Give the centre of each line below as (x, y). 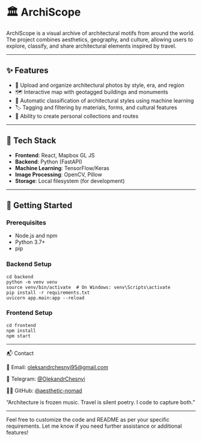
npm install (21, 331)
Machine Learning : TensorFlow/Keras (62, 168)
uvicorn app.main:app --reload (45, 298)
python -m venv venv (32, 282)
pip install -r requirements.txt (48, 293)
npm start (19, 336)
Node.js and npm (36, 236)
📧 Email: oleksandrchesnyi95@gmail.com (57, 367)
